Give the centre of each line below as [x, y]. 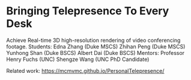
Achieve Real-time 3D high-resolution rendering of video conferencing [93, 40]
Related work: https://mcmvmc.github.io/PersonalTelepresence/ [85, 70]
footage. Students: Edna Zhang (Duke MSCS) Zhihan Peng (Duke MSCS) [96, 47]
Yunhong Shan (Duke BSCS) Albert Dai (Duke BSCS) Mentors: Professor [95, 53]
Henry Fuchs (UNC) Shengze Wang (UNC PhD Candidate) [78, 59]
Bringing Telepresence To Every [88, 11]
